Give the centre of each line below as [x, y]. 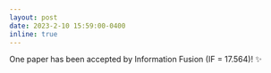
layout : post [34, 17]
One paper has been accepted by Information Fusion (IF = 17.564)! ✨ [135, 60]
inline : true [34, 34]
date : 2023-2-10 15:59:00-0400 [68, 26]
